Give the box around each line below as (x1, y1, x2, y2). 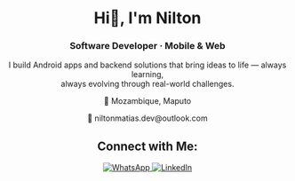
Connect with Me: (97, 138, 198, 153)
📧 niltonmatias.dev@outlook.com (86, 113, 209, 123)
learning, (131, 69, 164, 80)
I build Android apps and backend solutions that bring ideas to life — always (8, 59, 287, 70)
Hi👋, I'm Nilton (93, 8, 202, 28)
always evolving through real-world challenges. (60, 79, 235, 90)
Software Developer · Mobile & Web (68, 40, 227, 52)
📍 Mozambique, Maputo (103, 96, 192, 106)
